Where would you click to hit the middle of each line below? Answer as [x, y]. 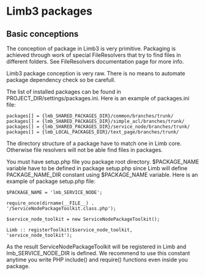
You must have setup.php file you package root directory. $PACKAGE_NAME [103, 162]
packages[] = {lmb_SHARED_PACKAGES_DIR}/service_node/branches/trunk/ [98, 127]
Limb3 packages [50, 11]
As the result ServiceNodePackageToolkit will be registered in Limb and [96, 247]
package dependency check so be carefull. [61, 80]
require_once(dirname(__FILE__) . [50, 203]
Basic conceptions [43, 34]
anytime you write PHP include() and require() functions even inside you [97, 259]
